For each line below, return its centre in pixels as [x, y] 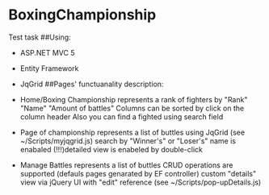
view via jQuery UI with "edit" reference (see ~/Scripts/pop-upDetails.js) [141, 182]
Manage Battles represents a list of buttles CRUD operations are [126, 165]
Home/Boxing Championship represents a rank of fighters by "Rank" [134, 99]
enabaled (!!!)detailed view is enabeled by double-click [111, 149]
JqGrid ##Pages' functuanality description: [92, 84]
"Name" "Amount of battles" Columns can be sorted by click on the [132, 108]
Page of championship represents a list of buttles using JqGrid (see [132, 132]
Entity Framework [49, 68]
